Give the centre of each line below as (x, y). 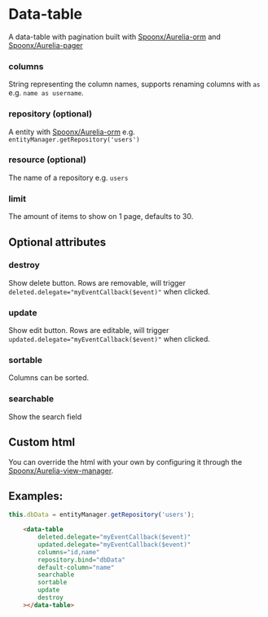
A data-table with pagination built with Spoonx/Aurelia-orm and (115, 37)
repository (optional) (50, 114)
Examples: (36, 496)
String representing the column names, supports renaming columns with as (134, 84)
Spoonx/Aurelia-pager (46, 45)
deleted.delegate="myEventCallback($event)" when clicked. (109, 291)
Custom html (42, 442)
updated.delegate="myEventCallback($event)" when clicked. (109, 339)
